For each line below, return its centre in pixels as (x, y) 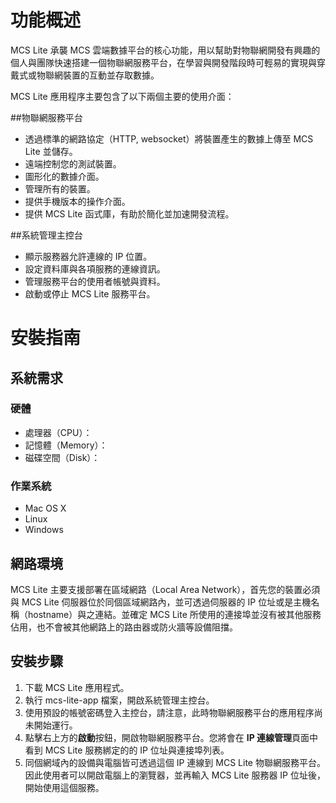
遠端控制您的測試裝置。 (73, 163)
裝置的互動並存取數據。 (111, 75)
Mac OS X (45, 508)
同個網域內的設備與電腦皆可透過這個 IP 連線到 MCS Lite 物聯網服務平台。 (175, 762)
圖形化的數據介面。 (64, 176)
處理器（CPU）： (58, 432)
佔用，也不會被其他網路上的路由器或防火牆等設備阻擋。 (124, 627)
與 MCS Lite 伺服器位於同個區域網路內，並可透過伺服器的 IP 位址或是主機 (161, 602)
